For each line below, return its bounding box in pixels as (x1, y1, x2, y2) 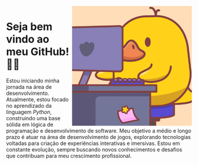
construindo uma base (6, 114, 61, 121)
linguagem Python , (6, 108, 52, 115)
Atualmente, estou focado (6, 95, 69, 103)
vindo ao (6, 32, 49, 46)
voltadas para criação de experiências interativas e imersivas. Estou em (6, 140, 180, 147)
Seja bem (6, 20, 53, 34)
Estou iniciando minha (6, 77, 60, 84)
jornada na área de (6, 83, 52, 90)
